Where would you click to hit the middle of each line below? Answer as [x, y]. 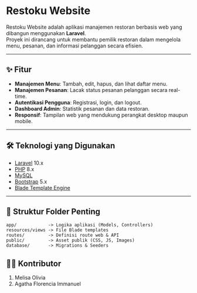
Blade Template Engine [42, 188]
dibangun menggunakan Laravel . [46, 33]
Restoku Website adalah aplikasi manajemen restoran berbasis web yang [94, 27]
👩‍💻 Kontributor [34, 263]
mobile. [24, 121]
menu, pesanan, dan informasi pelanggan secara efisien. [75, 46]
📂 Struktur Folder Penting [53, 211]
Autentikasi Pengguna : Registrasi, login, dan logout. [78, 102]
